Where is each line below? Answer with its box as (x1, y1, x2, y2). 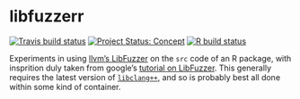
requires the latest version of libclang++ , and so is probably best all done (9, 71, 281, 82)
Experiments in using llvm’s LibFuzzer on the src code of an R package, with (9, 53, 292, 63)
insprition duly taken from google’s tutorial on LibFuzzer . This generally (9, 62, 272, 73)
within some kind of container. (9, 81, 121, 92)
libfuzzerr (9, 6, 84, 27)
